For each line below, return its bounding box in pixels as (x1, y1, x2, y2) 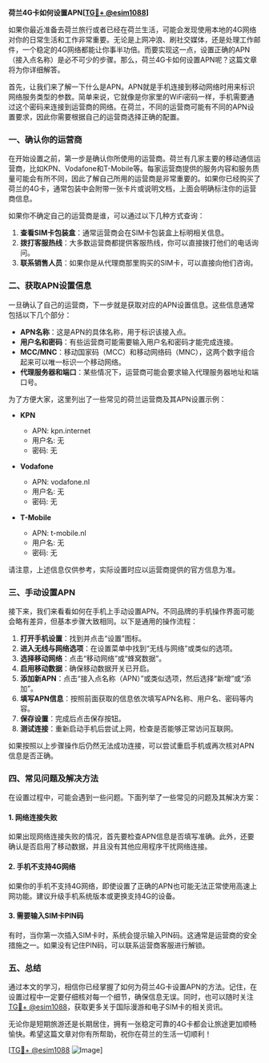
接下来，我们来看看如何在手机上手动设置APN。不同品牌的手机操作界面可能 (8, 606, 255, 616)
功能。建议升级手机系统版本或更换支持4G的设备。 (14, 891, 180, 901)
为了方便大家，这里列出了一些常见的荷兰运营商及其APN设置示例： (8, 394, 227, 404)
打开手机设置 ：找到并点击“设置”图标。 (19, 633, 147, 643)
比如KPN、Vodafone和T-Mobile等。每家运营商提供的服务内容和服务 (29, 164, 253, 173)
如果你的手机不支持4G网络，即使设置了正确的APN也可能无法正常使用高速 (8, 881, 251, 891)
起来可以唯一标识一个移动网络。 (19, 357, 126, 367)
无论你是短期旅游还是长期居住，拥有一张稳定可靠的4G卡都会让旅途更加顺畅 (8, 1019, 257, 1029)
